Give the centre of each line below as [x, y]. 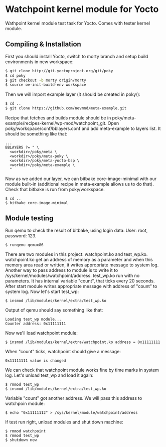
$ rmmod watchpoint [26, 431]
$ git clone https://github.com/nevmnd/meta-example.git [66, 108]
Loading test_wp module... [33, 319]
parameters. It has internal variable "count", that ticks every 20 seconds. [80, 281]
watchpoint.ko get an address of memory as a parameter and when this [79, 259]
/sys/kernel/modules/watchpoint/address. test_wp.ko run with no [72, 275]
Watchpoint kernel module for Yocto [82, 9]
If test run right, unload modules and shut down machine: [64, 422]
